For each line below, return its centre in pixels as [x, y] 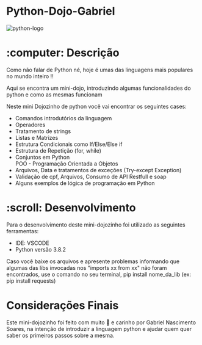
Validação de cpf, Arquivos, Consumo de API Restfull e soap [91, 176]
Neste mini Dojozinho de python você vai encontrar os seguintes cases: [97, 106]
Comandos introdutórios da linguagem [63, 118]
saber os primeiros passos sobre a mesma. [60, 335]
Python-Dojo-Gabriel [61, 11]
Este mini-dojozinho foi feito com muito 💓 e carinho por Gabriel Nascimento [101, 322]
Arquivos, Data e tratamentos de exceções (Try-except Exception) [98, 170]
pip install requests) [31, 281]
